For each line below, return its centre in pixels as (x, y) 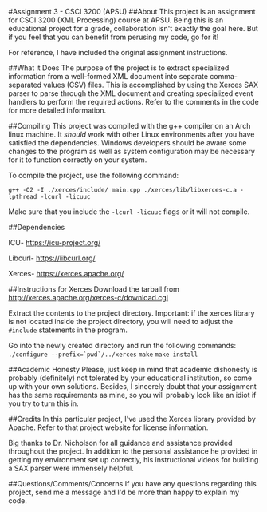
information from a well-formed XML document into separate (108, 76)
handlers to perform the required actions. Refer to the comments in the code (133, 102)
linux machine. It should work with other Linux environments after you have (132, 134)
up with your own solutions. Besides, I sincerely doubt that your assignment (132, 386)
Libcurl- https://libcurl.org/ (52, 258)
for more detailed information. (57, 110)
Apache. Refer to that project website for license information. (108, 427)
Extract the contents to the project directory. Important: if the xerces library (132, 313)
